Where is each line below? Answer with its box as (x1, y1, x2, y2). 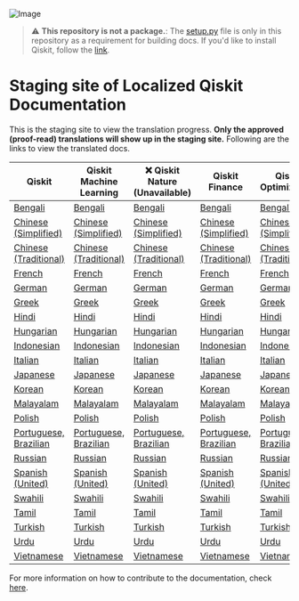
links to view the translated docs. (9, 142, 131, 153)
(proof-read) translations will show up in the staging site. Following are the (9, 134, 289, 144)
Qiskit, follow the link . (30, 45, 110, 55)
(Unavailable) (133, 186, 192, 199)
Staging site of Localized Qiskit (9, 76, 244, 96)
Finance (207, 181, 243, 193)
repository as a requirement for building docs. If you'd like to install (30, 36, 277, 45)
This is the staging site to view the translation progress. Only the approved (9, 124, 285, 134)
